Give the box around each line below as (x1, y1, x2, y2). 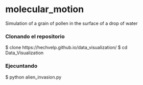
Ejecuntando (5, 62, 38, 69)
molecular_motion (5, 4, 84, 15)
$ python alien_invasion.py (5, 74, 62, 80)
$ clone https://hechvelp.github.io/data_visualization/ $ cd (5, 45, 128, 51)
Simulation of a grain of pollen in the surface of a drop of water (5, 20, 138, 26)
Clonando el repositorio (5, 33, 65, 40)
